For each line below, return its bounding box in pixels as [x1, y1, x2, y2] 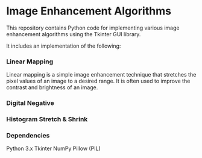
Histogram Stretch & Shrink [6, 115, 88, 124]
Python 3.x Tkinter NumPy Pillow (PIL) [6, 145, 101, 152]
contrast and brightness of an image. [6, 84, 98, 91]
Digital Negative [6, 99, 54, 107]
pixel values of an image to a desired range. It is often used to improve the [6, 77, 191, 85]
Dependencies [6, 131, 50, 139]
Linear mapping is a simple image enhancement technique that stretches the [6, 71, 197, 78]
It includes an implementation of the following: [6, 42, 121, 49]
